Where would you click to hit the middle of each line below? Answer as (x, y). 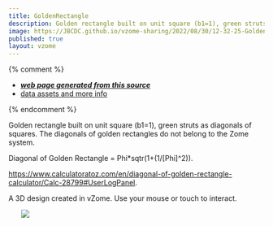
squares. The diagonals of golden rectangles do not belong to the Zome (129, 134)
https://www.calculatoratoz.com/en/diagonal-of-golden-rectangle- (121, 174)
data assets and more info (64, 93)
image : (19, 31)
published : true (36, 39)
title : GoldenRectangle (49, 16)
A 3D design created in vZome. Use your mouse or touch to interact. (123, 198)
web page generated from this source (85, 85)
